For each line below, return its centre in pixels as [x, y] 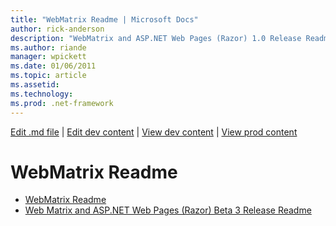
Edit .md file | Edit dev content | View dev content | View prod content [154, 132]
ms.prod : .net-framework [62, 103]
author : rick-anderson [57, 29]
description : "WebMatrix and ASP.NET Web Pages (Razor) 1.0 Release [156, 38]
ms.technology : [42, 94]
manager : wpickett [48, 57]
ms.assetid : [35, 85]
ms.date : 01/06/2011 [53, 66]
